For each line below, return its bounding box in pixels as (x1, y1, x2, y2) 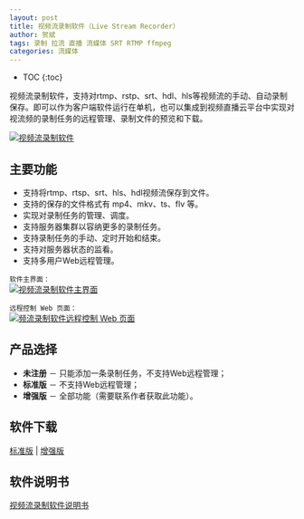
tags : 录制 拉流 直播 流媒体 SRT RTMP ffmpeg (9, 38, 172, 48)
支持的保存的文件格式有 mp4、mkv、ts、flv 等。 (22, 198, 204, 209)
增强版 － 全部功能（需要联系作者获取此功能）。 (22, 390, 198, 401)
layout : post (9, 13, 59, 23)
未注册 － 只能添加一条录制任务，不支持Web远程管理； (22, 368, 227, 379)
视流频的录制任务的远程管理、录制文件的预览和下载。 (9, 113, 208, 124)
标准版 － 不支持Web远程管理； (22, 379, 140, 389)
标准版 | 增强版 (9, 445, 65, 456)
